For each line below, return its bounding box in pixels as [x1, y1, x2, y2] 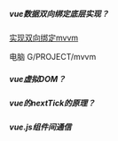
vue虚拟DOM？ [9, 73, 67, 84]
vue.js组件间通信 [9, 121, 72, 133]
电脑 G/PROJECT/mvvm [9, 51, 97, 62]
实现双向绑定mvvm [9, 32, 79, 43]
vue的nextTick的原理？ [9, 97, 96, 108]
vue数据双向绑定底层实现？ [9, 8, 109, 19]
